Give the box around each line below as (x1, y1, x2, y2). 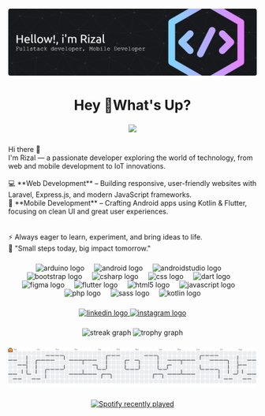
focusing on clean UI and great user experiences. (8, 206, 169, 217)
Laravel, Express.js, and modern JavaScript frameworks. (8, 190, 192, 199)
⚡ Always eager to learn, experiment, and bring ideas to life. (8, 232, 203, 242)
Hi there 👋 (8, 145, 41, 154)
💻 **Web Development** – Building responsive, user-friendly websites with (8, 179, 257, 188)
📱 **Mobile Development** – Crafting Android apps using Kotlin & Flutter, (8, 199, 248, 208)
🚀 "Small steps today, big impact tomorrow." (8, 243, 151, 253)
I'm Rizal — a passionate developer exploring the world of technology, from (8, 153, 253, 162)
